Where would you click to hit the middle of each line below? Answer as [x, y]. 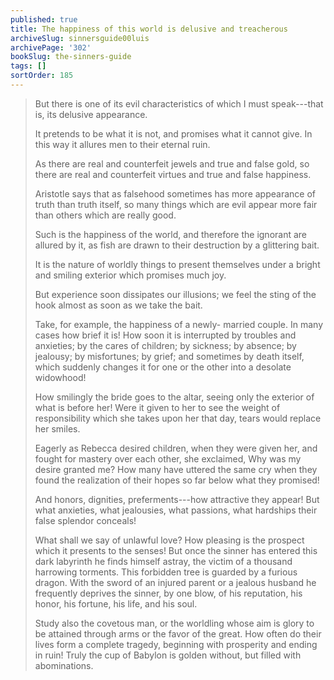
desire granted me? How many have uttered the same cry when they [176, 469]
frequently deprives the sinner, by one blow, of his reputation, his [168, 593]
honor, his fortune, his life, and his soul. [116, 603]
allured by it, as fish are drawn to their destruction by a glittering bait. [177, 245]
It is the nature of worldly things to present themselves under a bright [177, 264]
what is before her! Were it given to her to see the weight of [157, 407]
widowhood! [60, 377]
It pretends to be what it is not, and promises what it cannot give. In [173, 133]
